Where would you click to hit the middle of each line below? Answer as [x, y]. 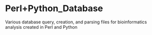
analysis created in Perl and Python [41, 27]
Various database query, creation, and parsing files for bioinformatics [76, 22]
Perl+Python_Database [54, 9]
